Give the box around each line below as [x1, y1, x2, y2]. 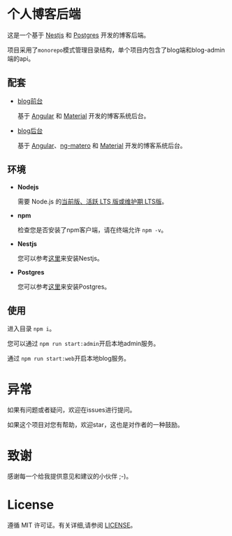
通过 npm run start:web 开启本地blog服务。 [7, 354, 131, 363]
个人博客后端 [7, 6, 82, 22]
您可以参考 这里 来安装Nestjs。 [17, 254, 103, 262]
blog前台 [17, 96, 43, 105]
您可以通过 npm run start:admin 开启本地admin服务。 [7, 340, 160, 348]
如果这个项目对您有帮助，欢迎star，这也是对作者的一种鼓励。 [7, 421, 184, 429]
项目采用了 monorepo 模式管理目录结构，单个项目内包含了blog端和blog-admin [7, 45, 225, 54]
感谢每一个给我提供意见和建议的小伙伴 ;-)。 [7, 472, 133, 481]
